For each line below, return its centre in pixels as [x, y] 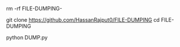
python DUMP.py [27, 37]
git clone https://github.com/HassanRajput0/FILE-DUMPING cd [83, 20]
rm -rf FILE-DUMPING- [34, 9]
